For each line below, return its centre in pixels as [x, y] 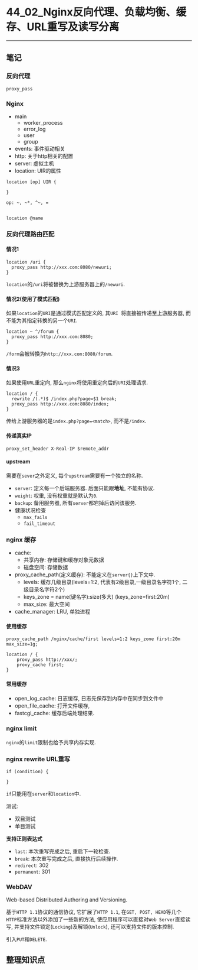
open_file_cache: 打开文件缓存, [52, 705]
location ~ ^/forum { [33, 332]
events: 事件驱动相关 [40, 148]
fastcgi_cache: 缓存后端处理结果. [55, 713]
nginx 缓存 [21, 540]
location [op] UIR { [32, 182]
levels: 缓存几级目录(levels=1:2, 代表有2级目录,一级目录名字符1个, [102, 582]
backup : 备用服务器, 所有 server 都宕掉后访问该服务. [75, 502]
